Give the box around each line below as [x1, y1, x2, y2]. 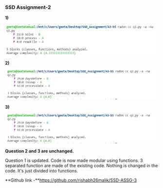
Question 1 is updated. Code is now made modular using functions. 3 [5, 157, 143, 164]
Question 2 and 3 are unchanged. [5, 148, 74, 154]
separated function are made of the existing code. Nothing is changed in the [5, 163, 158, 169]
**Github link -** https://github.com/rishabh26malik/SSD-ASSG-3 [5, 177, 137, 183]
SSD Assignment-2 [5, 4, 51, 11]
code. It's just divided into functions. [5, 168, 78, 174]
